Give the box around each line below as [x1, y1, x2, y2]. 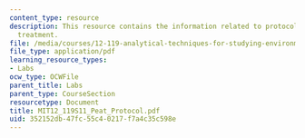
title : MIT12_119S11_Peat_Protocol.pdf [9, 106, 161, 115]
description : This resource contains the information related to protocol [9, 22, 299, 31]
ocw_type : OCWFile [9, 73, 79, 82]
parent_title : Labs [9, 81, 84, 90]
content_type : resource [9, 13, 100, 23]
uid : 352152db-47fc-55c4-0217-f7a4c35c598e [9, 114, 177, 123]
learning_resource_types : [9, 55, 107, 64]
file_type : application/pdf [9, 47, 116, 56]
